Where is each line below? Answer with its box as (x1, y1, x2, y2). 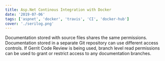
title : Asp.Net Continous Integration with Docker (5, 7, 112, 12)
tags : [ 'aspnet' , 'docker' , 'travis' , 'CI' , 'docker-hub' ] (5, 16, 129, 21)
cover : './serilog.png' (5, 21, 54, 26)
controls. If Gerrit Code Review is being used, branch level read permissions (5, 45, 160, 51)
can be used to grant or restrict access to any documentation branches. (5, 51, 152, 57)
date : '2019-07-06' (5, 12, 45, 17)
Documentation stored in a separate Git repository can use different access (5, 40, 159, 46)
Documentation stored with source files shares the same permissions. (5, 35, 147, 41)
